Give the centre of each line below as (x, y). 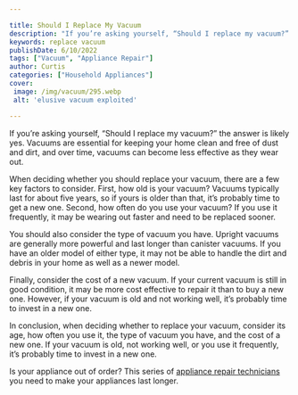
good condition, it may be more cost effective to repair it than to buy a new (146, 289)
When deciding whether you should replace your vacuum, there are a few (145, 178)
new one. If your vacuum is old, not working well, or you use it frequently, (144, 344)
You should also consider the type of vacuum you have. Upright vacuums (144, 234)
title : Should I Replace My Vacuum (75, 25)
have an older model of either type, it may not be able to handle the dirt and (148, 253)
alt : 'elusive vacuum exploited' (75, 100)
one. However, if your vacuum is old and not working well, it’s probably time (148, 299)
